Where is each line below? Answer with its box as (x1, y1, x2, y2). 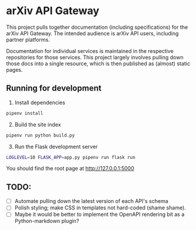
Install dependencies (14, 99, 66, 106)
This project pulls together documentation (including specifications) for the (6, 24, 188, 31)
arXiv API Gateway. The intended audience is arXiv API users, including (6, 29, 179, 36)
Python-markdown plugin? (14, 218, 79, 225)
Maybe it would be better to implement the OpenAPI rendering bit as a (14, 211, 185, 218)
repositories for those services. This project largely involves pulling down (6, 54, 184, 61)
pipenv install (6, 110, 44, 116)
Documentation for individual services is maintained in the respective (6, 47, 174, 54)
